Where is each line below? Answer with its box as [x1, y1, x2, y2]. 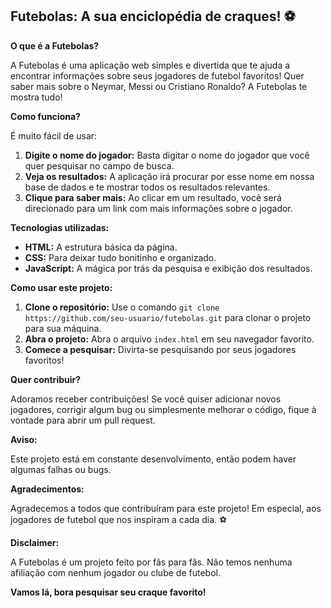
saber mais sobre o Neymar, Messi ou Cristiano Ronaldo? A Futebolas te [10, 80, 308, 92]
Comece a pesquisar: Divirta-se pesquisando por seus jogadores [24, 343, 297, 355]
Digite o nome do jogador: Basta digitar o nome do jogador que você [24, 149, 310, 161]
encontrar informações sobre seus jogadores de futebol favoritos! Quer [10, 69, 305, 82]
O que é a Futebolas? [10, 39, 100, 52]
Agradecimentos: [10, 483, 85, 495]
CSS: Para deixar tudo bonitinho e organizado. [24, 251, 217, 263]
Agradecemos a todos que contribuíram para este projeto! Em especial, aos [10, 502, 322, 514]
